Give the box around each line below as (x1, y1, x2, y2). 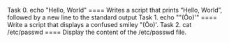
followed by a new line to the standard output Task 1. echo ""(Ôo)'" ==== (7, 13, 218, 21)
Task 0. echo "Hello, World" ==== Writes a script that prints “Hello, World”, (7, 6, 223, 14)
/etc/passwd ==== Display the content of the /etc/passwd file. (7, 28, 187, 36)
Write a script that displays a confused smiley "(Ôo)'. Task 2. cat (7, 21, 192, 28)
